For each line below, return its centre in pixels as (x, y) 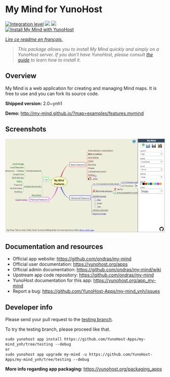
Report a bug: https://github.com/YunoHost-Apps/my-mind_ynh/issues (86, 291)
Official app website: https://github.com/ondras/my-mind (72, 259)
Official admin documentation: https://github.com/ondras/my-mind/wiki (87, 270)
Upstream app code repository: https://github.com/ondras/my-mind (83, 275)
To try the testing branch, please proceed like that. (58, 329)
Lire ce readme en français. (34, 39)
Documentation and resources (54, 247)
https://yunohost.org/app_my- (125, 280)
